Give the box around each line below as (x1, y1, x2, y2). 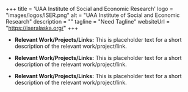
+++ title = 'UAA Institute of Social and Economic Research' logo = (5, 5, 173, 12)
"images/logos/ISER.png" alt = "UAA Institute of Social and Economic (5, 11, 180, 19)
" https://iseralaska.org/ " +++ (5, 24, 79, 31)
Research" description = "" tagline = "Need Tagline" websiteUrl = (5, 18, 170, 25)
